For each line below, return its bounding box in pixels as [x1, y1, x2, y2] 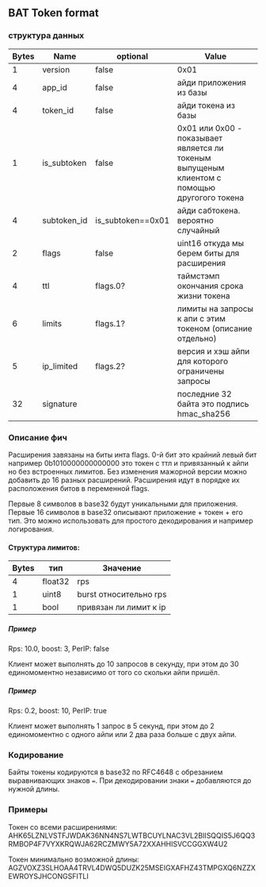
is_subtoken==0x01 [94, 214, 170, 225]
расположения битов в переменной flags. [8, 483, 150, 493]
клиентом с [177, 172, 222, 183]
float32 [42, 576, 70, 587]
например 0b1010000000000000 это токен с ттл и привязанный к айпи [8, 458, 249, 467]
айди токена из [177, 99, 236, 110]
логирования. [8, 524, 55, 534]
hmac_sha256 [177, 408, 231, 419]
